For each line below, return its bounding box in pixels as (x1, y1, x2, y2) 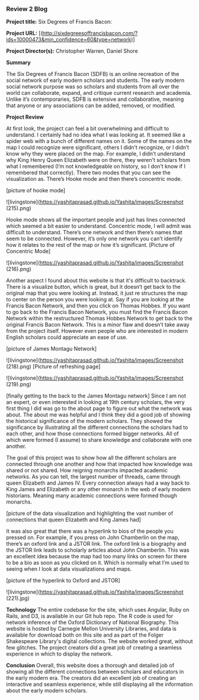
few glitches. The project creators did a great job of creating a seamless (6, 644, 182, 651)
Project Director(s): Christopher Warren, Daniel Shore (6, 47, 138, 55)
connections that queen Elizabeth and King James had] (6, 516, 141, 523)
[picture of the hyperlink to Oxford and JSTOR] (6, 577, 120, 584)
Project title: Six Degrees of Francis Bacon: (6, 18, 113, 26)
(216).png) (6, 266, 31, 273)
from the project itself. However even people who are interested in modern (6, 327, 188, 335)
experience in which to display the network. (6, 650, 113, 657)
